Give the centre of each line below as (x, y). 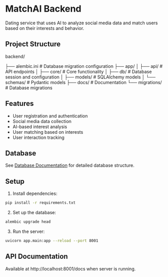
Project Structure (33, 44)
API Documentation (37, 256)
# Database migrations (29, 88)
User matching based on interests (48, 132)
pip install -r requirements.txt (40, 203)
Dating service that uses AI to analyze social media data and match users (81, 23)
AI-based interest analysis (40, 127)
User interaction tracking (38, 137)
